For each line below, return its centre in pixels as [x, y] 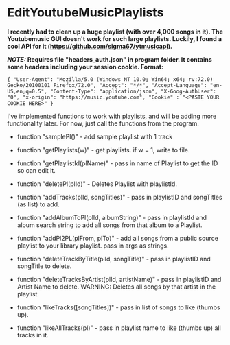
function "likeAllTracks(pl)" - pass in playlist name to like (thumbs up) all [119, 328]
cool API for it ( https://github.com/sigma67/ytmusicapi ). [90, 46]
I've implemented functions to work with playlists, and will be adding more [112, 116]
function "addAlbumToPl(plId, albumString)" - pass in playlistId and [112, 217]
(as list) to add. [38, 204]
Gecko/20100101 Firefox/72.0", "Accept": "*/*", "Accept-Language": [107, 85]
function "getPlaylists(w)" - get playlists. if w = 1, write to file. [103, 150]
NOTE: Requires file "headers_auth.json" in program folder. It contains [110, 59]
